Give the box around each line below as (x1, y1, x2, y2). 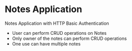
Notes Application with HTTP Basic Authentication (5, 20, 109, 26)
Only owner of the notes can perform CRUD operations (12, 35, 127, 41)
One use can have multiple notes (12, 40, 81, 46)
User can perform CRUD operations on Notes (12, 30, 107, 36)
